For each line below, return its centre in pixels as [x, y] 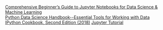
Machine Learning [23, 12]
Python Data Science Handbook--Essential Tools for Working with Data [77, 17]
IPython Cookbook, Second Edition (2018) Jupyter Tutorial [64, 22]
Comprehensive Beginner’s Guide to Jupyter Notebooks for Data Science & [81, 7]
